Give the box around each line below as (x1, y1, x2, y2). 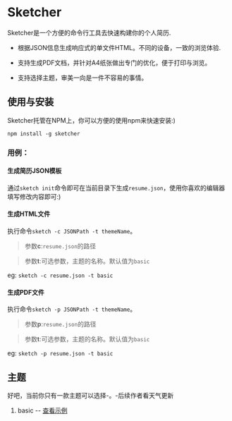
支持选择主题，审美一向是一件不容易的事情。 (17, 73, 148, 82)
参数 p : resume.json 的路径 (24, 320, 97, 329)
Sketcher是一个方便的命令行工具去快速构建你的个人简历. (7, 28, 171, 37)
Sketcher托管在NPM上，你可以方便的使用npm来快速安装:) (7, 116, 176, 124)
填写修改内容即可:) (7, 192, 61, 201)
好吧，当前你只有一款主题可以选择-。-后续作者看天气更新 (7, 391, 174, 400)
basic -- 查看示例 (17, 406, 68, 415)
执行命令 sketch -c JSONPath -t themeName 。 (7, 227, 136, 236)
